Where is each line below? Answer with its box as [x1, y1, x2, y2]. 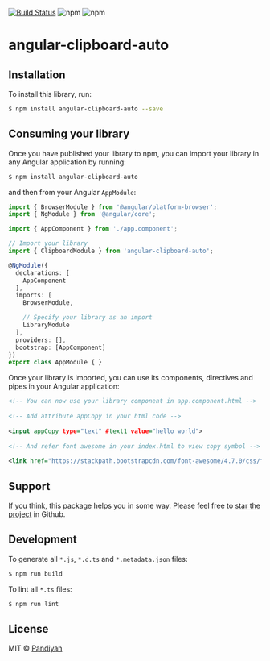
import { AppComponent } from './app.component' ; [8, 225, 178, 233]
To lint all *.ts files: [8, 584, 72, 594]
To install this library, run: [8, 89, 92, 98]
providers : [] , [15, 335, 67, 344]
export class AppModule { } [8, 359, 103, 367]
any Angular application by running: [8, 157, 126, 167]
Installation [8, 68, 66, 81]
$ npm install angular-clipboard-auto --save [8, 105, 163, 113]
